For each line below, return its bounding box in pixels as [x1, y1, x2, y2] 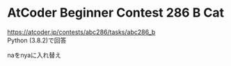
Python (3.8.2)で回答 [7, 36, 67, 44]
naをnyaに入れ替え [7, 51, 61, 59]
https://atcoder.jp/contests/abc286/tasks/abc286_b [7, 28, 156, 36]
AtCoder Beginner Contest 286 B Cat [7, 5, 225, 21]
